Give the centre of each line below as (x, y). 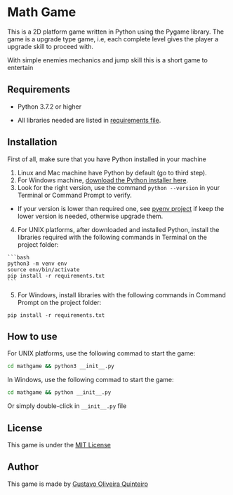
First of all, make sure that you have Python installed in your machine (107, 159)
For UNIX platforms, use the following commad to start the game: (101, 353)
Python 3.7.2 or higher (49, 107)
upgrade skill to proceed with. (50, 46)
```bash (19, 257)
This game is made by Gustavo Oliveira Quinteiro (78, 484)
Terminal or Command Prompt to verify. (74, 195)
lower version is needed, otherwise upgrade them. (90, 216)
